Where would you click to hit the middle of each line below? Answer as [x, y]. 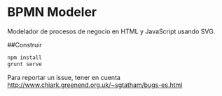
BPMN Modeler [52, 12]
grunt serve [25, 64]
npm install [25, 57]
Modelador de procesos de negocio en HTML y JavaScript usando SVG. [111, 31]
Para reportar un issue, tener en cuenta [64, 77]
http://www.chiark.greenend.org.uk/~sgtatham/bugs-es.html [95, 85]
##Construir [25, 45]
